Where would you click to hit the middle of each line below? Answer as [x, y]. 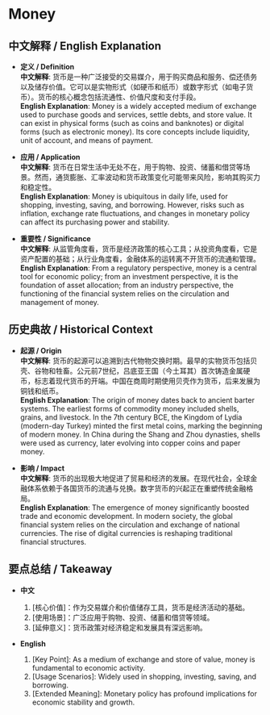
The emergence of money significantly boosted [170, 507]
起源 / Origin [41, 350]
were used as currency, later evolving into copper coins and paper [130, 443]
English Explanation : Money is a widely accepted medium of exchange [138, 106]
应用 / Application [50, 157]
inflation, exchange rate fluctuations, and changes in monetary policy [135, 213]
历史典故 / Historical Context [81, 330]
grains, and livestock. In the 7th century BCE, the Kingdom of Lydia [131, 417]
